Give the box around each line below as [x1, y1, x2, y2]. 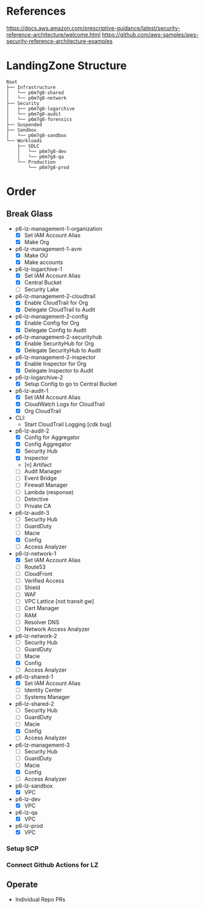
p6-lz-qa [15, 808, 38, 816]
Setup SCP [6, 844, 39, 852]
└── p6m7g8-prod [28, 164, 70, 170]
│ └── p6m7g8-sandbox [6, 132, 67, 138]
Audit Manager [24, 468, 62, 475]
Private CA [24, 502, 52, 509]
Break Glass [6, 209, 53, 219]
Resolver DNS [24, 618, 60, 626]
